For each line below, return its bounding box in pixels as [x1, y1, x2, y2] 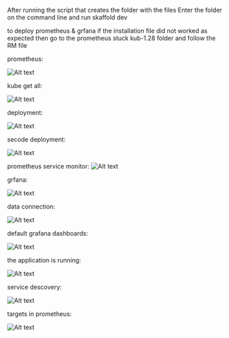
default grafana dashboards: [7, 229, 89, 238]
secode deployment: [7, 135, 66, 143]
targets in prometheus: [7, 310, 72, 318]
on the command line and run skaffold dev [7, 13, 128, 21]
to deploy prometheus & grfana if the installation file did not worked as [7, 27, 208, 35]
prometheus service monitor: [7, 162, 90, 170]
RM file [7, 42, 28, 49]
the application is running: [7, 256, 82, 264]
